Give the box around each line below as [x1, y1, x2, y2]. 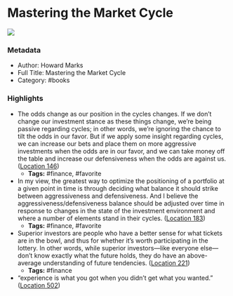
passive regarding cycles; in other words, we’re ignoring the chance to [17, 124, 221, 133]
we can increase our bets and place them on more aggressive [17, 139, 197, 148]
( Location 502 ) [17, 281, 61, 289]
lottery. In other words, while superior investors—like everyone [17, 243, 199, 252]
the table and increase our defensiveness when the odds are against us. [17, 154, 227, 163]
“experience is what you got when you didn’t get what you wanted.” [17, 274, 213, 282]
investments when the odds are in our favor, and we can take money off [17, 147, 225, 155]
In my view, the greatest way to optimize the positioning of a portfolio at [17, 177, 225, 185]
